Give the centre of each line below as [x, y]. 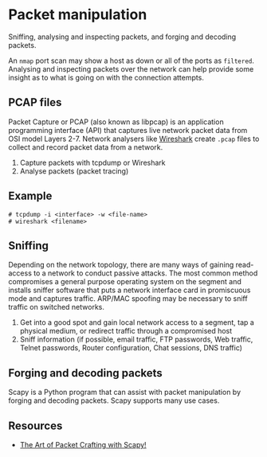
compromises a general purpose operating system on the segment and [125, 282]
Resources [35, 426]
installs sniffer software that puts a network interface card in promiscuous [130, 290]
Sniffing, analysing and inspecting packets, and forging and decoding [122, 37]
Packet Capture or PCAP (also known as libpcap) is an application [116, 122]
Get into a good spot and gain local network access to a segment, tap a [137, 322]
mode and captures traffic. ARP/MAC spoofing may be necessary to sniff [128, 299]
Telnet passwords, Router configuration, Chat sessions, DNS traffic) [131, 348]
